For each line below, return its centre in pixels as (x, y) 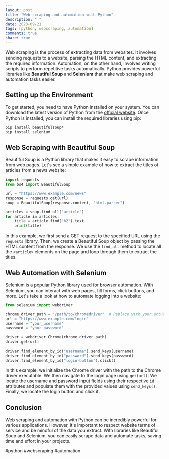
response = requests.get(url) (37, 198)
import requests (22, 180)
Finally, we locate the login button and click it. (52, 391)
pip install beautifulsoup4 (35, 127)
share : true (18, 38)
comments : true (21, 33)
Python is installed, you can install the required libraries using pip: (73, 118)
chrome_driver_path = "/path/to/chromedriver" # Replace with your (78, 314)
